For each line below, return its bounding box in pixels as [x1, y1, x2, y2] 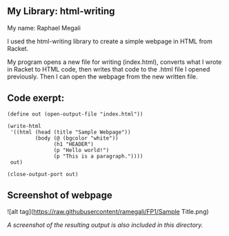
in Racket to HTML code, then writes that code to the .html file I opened [7, 65, 210, 73]
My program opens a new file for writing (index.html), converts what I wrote [7, 58, 222, 66]
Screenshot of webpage [7, 189, 112, 202]
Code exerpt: [7, 92, 65, 104]
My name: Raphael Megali [7, 23, 81, 32]
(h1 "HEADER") [53, 140, 94, 147]
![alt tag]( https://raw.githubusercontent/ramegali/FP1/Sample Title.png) [7, 208, 209, 216]
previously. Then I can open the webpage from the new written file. [7, 72, 198, 81]
